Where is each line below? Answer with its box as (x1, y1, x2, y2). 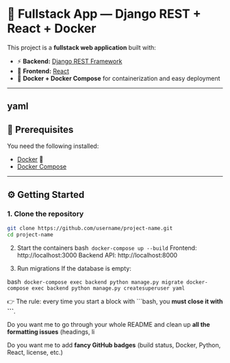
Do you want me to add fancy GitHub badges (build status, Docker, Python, (7, 340, 221, 349)
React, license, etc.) (7, 348, 63, 356)
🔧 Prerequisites (7, 123, 74, 136)
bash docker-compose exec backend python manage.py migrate (7, 277, 183, 286)
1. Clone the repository (7, 209, 84, 218)
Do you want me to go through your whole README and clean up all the (7, 320, 210, 328)
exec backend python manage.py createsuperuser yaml (31, 284, 186, 292)
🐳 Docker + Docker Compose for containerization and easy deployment (16, 74, 220, 82)
